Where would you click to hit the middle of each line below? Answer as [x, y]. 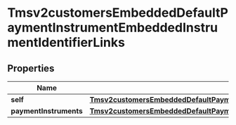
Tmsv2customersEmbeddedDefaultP [118, 13]
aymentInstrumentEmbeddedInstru [113, 28]
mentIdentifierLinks [66, 43]
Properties [31, 68]
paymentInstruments [47, 111]
